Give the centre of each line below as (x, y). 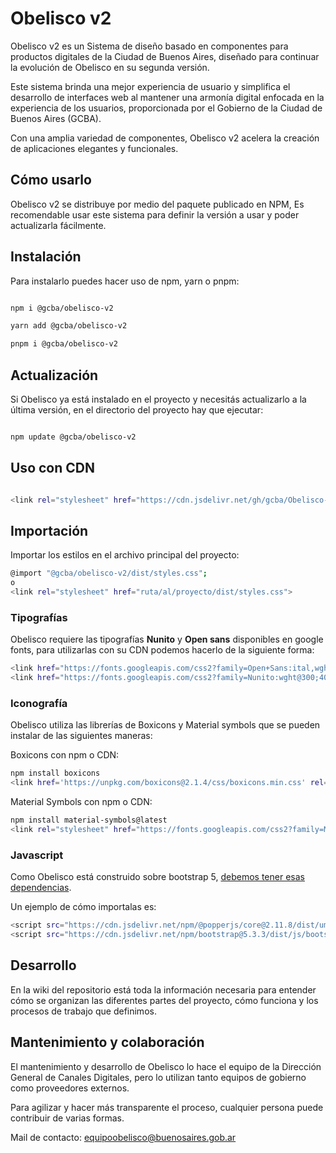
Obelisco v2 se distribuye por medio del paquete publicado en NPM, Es (157, 204)
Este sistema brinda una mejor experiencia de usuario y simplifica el (150, 86)
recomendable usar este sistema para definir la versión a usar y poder (155, 214)
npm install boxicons (55, 773)
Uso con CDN (52, 468)
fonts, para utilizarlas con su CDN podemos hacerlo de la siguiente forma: (162, 650)
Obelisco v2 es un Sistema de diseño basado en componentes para (149, 46)
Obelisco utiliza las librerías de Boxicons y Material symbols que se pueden (165, 725)
